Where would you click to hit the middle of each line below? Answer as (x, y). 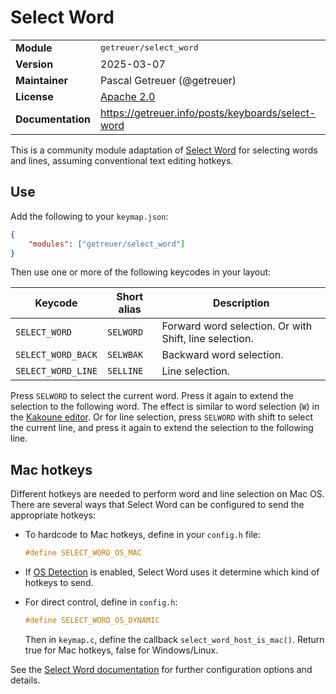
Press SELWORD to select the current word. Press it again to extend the (152, 396)
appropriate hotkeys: (53, 515)
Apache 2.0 (128, 96)
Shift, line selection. (207, 339)
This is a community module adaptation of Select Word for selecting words (164, 150)
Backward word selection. (222, 355)
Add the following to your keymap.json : (89, 216)
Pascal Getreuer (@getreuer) (168, 80)
